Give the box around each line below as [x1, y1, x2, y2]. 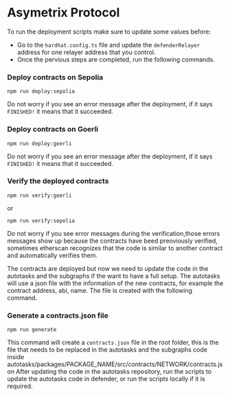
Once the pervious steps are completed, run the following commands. [16, 55, 215, 63]
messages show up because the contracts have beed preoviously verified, [7, 237, 218, 245]
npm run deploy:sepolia [7, 88, 76, 95]
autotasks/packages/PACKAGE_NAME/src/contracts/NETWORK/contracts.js [7, 360, 223, 368]
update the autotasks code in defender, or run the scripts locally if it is [7, 375, 205, 383]
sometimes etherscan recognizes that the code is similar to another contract [7, 243, 223, 252]
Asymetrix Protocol [7, 5, 120, 21]
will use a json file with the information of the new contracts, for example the [7, 279, 224, 287]
